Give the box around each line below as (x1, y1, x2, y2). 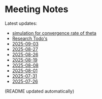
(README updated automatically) (5, 88, 75, 94)
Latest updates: (5, 20, 38, 26)
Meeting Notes (5, 4, 69, 15)
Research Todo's (12, 35, 48, 41)
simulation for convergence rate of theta (12, 30, 97, 36)
